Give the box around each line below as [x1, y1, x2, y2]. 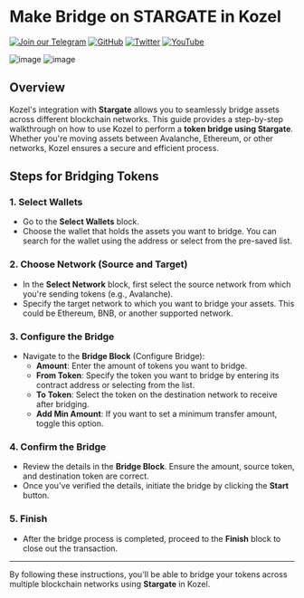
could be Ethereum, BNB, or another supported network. [22, 308, 233, 318]
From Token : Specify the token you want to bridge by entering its [35, 370, 280, 381]
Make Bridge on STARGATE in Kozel [9, 6, 282, 27]
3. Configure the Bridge [9, 330, 115, 343]
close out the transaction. [22, 543, 119, 554]
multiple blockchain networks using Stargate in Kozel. [9, 578, 211, 589]
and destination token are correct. [22, 470, 149, 481]
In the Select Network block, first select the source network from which [22, 279, 291, 290]
